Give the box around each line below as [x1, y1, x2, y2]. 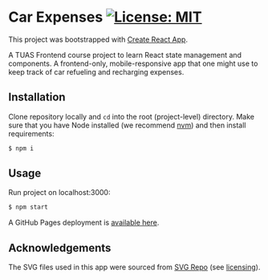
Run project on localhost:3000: [8, 188, 111, 197]
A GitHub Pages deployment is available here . [8, 217, 160, 228]
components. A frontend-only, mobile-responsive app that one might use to [8, 59, 258, 68]
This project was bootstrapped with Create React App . [8, 34, 189, 44]
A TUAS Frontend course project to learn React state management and [8, 50, 242, 59]
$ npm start [8, 203, 48, 212]
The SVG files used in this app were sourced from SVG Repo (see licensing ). [8, 262, 261, 272]
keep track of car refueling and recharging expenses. [8, 67, 185, 76]
